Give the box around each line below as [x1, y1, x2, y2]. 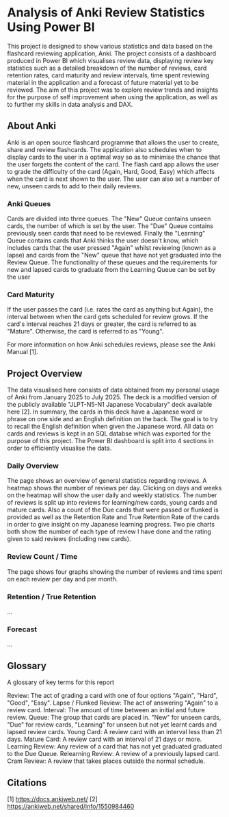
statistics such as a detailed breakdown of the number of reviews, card [7, 64, 207, 72]
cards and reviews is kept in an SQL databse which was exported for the [7, 429, 211, 438]
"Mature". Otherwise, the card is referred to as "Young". [7, 327, 164, 336]
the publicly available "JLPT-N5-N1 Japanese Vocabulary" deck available [7, 401, 213, 409]
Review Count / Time [7, 552, 78, 562]
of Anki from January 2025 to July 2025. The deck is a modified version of [7, 393, 217, 401]
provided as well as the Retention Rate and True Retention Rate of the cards [7, 513, 220, 521]
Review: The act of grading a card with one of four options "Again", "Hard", [7, 692, 218, 700]
